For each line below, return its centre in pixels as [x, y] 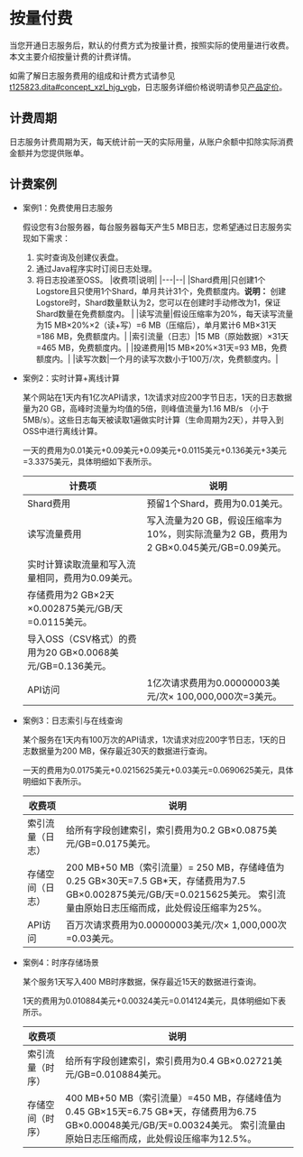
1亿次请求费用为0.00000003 [209, 682]
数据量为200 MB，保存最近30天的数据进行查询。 [121, 751]
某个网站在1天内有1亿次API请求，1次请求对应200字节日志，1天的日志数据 [157, 397]
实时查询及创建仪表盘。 [79, 257]
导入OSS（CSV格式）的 [77, 639]
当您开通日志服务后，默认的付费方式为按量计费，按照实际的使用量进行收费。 [151, 45]
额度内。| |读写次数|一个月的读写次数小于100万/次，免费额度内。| [157, 358]
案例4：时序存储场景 [60, 962]
